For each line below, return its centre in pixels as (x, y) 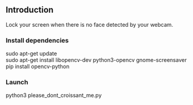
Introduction (30, 10)
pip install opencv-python (38, 67)
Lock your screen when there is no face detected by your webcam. (90, 24)
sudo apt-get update (31, 53)
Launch (17, 83)
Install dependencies (37, 40)
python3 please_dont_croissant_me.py (54, 95)
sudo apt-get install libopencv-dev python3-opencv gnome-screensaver (96, 60)
